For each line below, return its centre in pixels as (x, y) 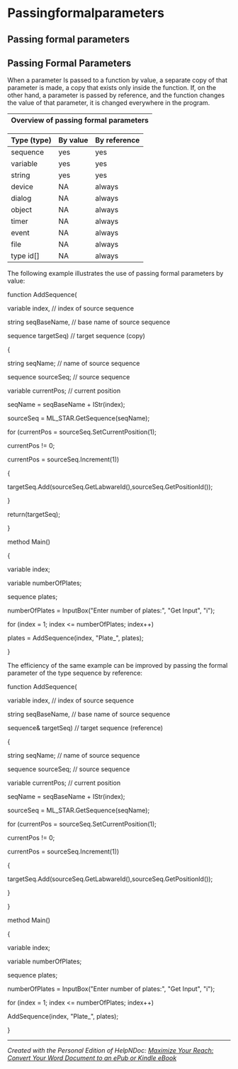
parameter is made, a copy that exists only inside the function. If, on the (112, 88)
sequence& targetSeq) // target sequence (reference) (85, 728)
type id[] (25, 256)
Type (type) (31, 140)
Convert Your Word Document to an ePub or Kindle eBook (92, 1058)
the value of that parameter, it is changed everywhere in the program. (109, 103)
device (22, 187)
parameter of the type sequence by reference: (75, 673)
